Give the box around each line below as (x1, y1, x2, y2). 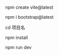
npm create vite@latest (5, 5, 53, 10)
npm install (5, 35, 28, 40)
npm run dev (5, 44, 32, 50)
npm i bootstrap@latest (5, 14, 54, 20)
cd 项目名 (5, 25, 25, 30)
